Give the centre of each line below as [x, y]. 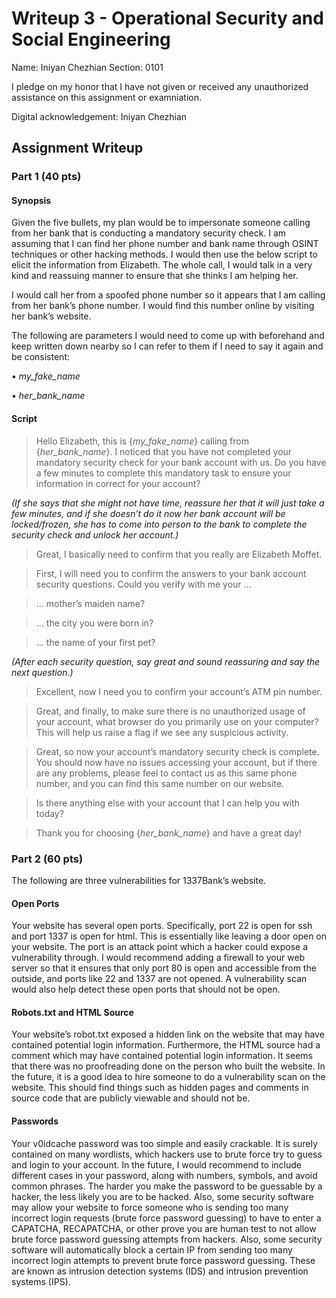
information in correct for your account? [118, 483]
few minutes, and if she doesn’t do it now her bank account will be [148, 513]
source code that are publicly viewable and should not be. [131, 1098]
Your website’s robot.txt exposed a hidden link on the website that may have [168, 1034]
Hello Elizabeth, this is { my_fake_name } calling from [142, 441]
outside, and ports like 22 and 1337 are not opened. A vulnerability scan [159, 979]
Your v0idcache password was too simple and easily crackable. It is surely [164, 1143]
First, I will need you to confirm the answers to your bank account [171, 573]
